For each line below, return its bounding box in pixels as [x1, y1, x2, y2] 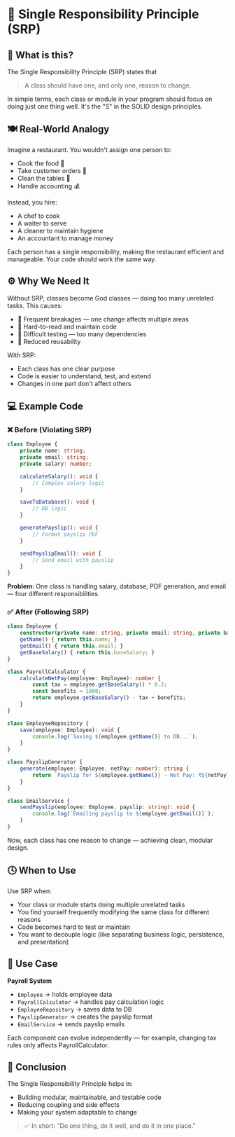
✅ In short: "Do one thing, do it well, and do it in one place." [24, 1122, 196, 1130]
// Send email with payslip [32, 556, 114, 563]
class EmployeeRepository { [7, 719, 90, 727]
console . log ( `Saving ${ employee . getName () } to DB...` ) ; [32, 733, 199, 740]
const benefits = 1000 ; [32, 688, 101, 695]
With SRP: [7, 350, 36, 359]
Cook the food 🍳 [17, 159, 65, 167]
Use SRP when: [7, 886, 52, 895]
